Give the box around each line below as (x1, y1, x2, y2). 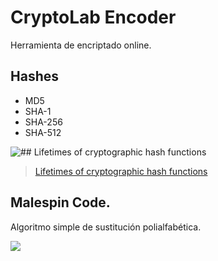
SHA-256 (24, 116, 63, 128)
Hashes (10, 68, 59, 85)
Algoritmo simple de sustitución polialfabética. (10, 221, 202, 233)
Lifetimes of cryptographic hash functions (34, 165, 208, 177)
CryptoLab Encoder (10, 6, 177, 29)
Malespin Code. (10, 194, 111, 211)
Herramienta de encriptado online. (10, 39, 152, 51)
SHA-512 (24, 126, 62, 138)
